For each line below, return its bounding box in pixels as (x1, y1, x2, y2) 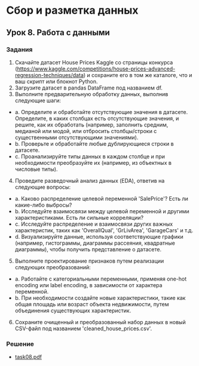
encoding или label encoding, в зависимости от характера (14, 281, 163, 288)
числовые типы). (14, 165, 58, 173)
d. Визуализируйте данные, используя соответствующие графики (14, 233, 183, 240)
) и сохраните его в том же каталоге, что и (83, 71, 192, 78)
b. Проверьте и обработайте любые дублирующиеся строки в (14, 140, 174, 147)
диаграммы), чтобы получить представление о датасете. (14, 245, 162, 253)
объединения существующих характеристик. (14, 307, 131, 314)
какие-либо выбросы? (14, 201, 72, 208)
